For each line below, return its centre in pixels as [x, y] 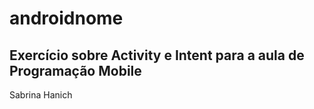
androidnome [66, 18]
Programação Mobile [75, 70]
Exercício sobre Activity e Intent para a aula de [157, 55]
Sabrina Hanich [41, 95]
